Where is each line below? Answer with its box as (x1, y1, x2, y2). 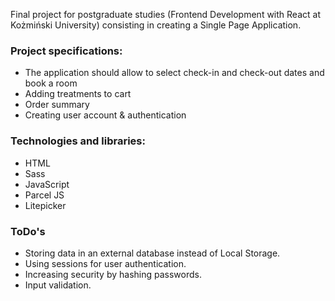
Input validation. (24, 279, 92, 291)
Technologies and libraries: (10, 134, 146, 148)
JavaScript (24, 178, 70, 190)
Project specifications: (10, 44, 123, 58)
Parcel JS (24, 189, 65, 201)
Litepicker (24, 199, 67, 211)
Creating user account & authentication (24, 109, 187, 121)
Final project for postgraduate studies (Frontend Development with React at (10, 9, 321, 20)
